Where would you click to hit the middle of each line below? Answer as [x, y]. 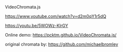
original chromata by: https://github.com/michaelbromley [61, 44]
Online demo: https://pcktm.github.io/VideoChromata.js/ [61, 35]
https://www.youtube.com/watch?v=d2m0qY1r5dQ [56, 16]
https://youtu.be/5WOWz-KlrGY [37, 26]
